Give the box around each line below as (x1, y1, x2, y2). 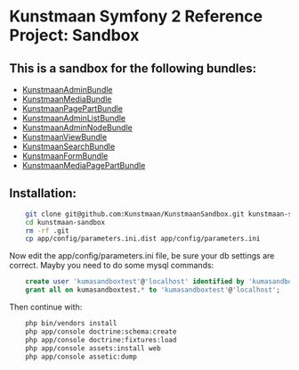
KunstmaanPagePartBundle (21, 103, 123, 113)
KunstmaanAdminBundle (21, 85, 113, 95)
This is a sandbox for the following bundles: (9, 61, 257, 76)
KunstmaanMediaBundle (21, 94, 112, 104)
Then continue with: (9, 301, 83, 313)
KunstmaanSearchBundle (21, 141, 116, 152)
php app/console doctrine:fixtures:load (25, 335, 177, 344)
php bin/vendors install (25, 319, 117, 328)
